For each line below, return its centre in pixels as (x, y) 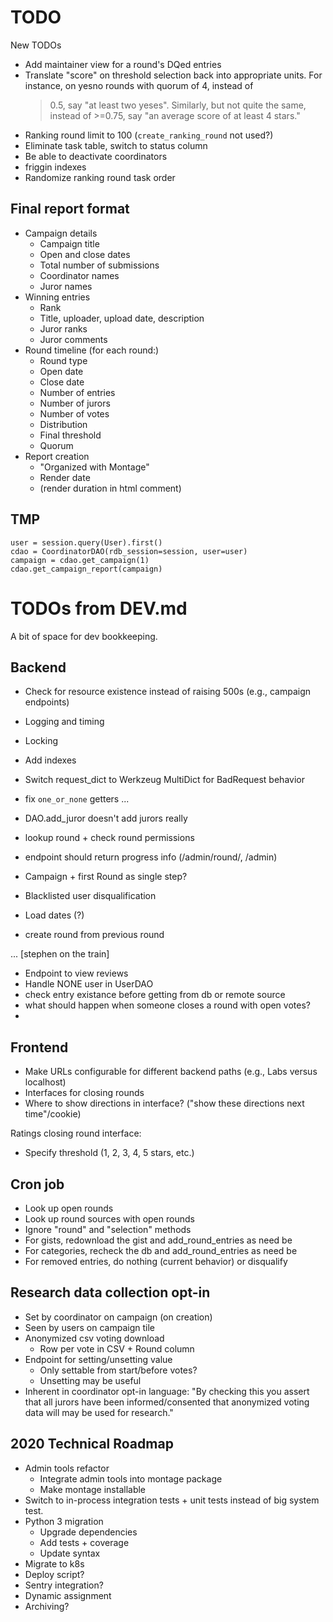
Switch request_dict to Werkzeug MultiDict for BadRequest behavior (164, 780)
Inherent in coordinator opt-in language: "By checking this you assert (167, 1391)
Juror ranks (63, 328)
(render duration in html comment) (110, 488)
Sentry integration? (64, 1585)
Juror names (66, 286)
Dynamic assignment (68, 1595)
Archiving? (47, 1606)
